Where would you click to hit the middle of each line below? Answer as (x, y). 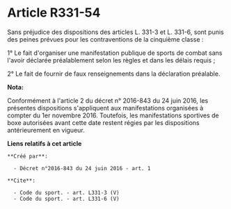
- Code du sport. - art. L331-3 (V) (66, 192)
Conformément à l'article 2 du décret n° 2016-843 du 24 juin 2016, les (108, 100)
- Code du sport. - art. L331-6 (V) (66, 199)
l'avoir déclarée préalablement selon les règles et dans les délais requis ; (111, 60)
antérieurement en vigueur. (46, 130)
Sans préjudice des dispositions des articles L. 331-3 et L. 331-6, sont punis (115, 32)
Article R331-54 (54, 13)
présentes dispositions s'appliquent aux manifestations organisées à (105, 108)
